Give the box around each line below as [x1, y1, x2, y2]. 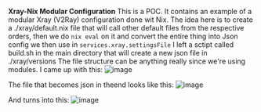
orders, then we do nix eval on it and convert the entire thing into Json [8, 31, 238, 41]
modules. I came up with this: [8, 65, 103, 74]
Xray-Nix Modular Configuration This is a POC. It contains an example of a [8, 7, 252, 16]
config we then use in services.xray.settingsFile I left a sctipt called [8, 40, 234, 49]
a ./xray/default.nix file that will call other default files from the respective [8, 23, 245, 32]
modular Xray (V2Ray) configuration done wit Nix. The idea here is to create [8, 15, 253, 24]
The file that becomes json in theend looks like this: [8, 80, 174, 89]
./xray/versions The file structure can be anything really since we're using [8, 56, 245, 66]
